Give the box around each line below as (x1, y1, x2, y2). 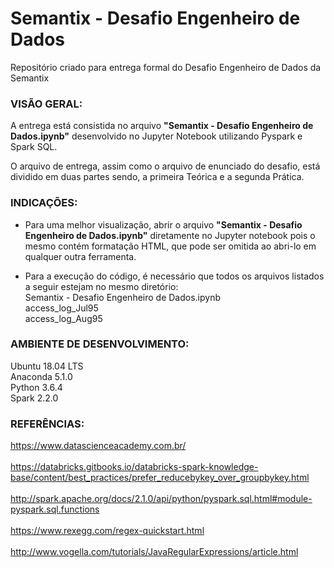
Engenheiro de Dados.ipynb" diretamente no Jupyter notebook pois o (24, 229, 316, 241)
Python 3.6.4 (10, 381, 63, 393)
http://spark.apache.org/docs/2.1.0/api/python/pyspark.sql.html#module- (10, 493, 313, 505)
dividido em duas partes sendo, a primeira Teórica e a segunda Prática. (10, 171, 305, 183)
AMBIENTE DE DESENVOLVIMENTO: (10, 337, 190, 351)
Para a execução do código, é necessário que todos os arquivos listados (24, 270, 325, 282)
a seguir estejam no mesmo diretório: (24, 280, 179, 292)
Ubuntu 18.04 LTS (10, 360, 84, 372)
